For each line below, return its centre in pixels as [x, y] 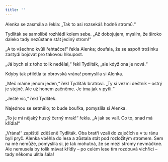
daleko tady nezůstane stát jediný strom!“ [48, 39]
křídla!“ [13, 123]
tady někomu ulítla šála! [30, 154]
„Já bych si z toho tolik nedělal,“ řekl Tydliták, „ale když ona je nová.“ [76, 64]
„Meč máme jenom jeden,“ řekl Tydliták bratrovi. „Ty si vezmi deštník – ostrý [84, 83]
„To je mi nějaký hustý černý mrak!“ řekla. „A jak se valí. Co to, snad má [79, 118]
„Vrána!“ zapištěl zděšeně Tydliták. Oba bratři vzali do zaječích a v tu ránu [82, 133]
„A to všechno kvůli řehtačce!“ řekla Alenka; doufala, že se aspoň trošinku [82, 49]
